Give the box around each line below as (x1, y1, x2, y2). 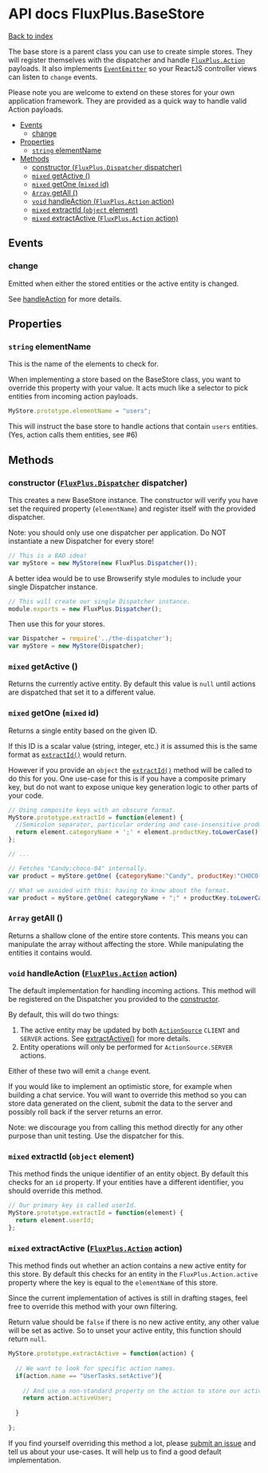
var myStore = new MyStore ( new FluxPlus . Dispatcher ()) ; (8, 559, 198, 567)
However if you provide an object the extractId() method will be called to (8, 765, 253, 774)
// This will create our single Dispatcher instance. (8, 597, 191, 605)
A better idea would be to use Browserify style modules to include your (8, 573, 242, 583)
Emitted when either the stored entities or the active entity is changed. (8, 279, 239, 288)
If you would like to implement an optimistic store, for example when (8, 1082, 233, 1091)
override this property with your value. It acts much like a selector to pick (8, 383, 249, 393)
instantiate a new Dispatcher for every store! (8, 536, 154, 545)
